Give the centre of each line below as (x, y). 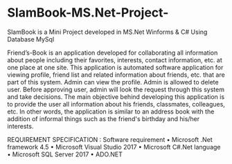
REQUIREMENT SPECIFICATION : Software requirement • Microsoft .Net (110, 139)
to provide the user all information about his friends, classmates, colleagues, (116, 104)
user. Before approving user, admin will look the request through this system (116, 89)
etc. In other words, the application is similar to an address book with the (111, 111)
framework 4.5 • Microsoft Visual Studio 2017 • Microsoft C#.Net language (114, 147)
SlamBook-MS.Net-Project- (88, 13)
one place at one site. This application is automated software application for (115, 67)
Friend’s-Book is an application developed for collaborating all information (113, 53)
